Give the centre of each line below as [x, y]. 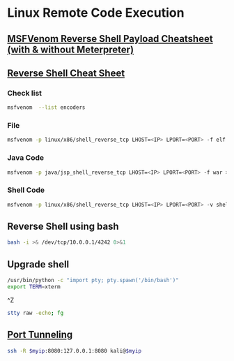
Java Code [25, 158]
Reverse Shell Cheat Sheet [66, 73]
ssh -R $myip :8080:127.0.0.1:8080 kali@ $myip [74, 351]
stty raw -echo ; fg [36, 313]
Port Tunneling [40, 335]
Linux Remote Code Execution [96, 13]
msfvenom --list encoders [46, 108]
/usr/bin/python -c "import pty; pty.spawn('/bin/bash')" [93, 281]
